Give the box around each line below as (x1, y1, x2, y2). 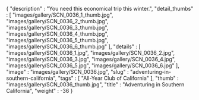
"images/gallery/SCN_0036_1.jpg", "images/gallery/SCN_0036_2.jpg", (6, 49, 175, 56)
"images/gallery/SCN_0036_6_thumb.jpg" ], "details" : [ (6, 43, 141, 50)
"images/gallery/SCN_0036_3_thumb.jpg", (6, 24, 109, 31)
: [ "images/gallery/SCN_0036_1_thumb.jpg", (6, 11, 114, 18)
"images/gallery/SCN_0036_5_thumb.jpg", (6, 37, 109, 43)
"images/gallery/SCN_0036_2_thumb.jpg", (6, 18, 109, 24)
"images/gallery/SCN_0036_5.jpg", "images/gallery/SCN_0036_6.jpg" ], (6, 62, 179, 69)
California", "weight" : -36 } (6, 87, 73, 94)
